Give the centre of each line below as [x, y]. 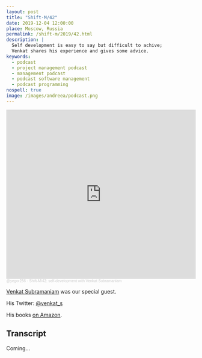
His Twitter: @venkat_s [35, 303]
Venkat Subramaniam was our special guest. [61, 291]
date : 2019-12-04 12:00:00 [40, 23]
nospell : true [24, 90]
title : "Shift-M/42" [32, 17]
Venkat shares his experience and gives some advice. [80, 51]
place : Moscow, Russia [35, 29]
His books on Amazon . [34, 315]
